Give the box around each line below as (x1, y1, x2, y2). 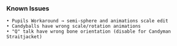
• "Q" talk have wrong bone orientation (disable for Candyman (6, 28, 171, 34)
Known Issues (6, 4, 50, 13)
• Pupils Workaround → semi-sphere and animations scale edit (6, 18, 168, 24)
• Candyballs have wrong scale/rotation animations (6, 23, 141, 30)
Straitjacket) (6, 34, 43, 40)
